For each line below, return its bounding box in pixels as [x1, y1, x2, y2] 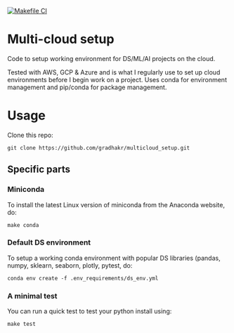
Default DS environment [7, 237, 91, 247]
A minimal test [7, 291, 58, 301]
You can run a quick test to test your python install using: [7, 307, 172, 315]
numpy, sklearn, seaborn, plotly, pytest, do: [7, 261, 133, 270]
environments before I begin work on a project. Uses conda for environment [7, 75, 227, 84]
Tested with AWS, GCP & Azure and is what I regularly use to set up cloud [7, 67, 221, 77]
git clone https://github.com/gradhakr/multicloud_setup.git [7, 144, 190, 151]
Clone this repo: [7, 131, 54, 139]
